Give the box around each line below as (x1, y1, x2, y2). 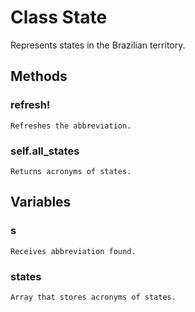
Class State (10, 6, 108, 29)
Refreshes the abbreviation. (10, 121, 132, 131)
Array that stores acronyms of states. (10, 292, 177, 302)
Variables (10, 194, 72, 211)
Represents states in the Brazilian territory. (10, 39, 186, 51)
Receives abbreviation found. (10, 246, 137, 256)
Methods (10, 68, 68, 85)
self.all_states (10, 144, 80, 158)
